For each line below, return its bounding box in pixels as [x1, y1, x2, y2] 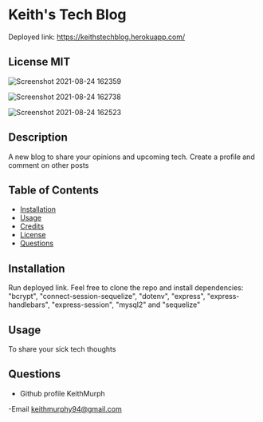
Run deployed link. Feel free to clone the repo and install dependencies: [8, 283, 244, 293]
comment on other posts [8, 160, 89, 169]
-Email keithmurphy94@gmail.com [8, 404, 122, 413]
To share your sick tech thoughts [8, 344, 116, 353]
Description [8, 130, 68, 145]
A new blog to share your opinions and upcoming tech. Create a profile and [8, 152, 255, 161]
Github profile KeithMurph [19, 388, 105, 398]
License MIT [8, 55, 71, 69]
